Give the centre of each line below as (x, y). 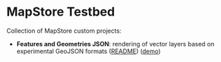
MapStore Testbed (61, 12)
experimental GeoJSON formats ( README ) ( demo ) (88, 51)
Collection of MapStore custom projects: (64, 31)
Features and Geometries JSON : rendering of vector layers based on (115, 44)
